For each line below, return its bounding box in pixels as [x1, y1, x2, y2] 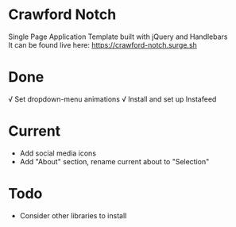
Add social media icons [19, 148, 97, 158]
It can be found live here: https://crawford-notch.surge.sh [8, 40, 197, 49]
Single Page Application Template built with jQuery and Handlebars [8, 32, 228, 41]
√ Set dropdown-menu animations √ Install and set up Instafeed [8, 94, 217, 104]
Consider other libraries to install [19, 210, 127, 220]
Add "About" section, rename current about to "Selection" [19, 156, 210, 166]
